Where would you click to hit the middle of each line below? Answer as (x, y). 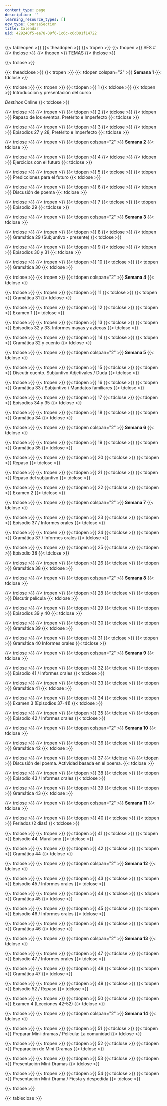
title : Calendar (22, 29)
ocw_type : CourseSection (31, 24)
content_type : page (25, 10)
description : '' (22, 15)
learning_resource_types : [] (35, 19)
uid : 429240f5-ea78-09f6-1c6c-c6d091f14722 (51, 33)
